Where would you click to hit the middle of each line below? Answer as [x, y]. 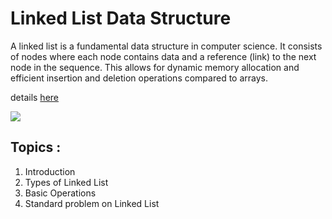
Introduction [50, 171]
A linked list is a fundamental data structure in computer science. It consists [166, 46]
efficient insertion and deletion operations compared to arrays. [139, 78]
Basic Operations [60, 193]
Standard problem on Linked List [92, 203]
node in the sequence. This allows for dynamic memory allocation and [155, 67]
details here [34, 97]
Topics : [36, 147]
